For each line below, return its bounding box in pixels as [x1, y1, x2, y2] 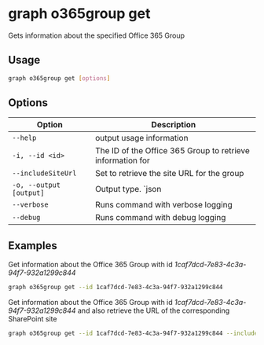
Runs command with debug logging [95, 212, 226, 223]
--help [12, 134, 37, 142]
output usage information [95, 133, 189, 144]
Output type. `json [95, 184, 162, 195]
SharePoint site [8, 314, 57, 324]
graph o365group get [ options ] [8, 74, 111, 83]
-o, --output [12, 181, 61, 189]
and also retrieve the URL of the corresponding [77, 306, 230, 315]
